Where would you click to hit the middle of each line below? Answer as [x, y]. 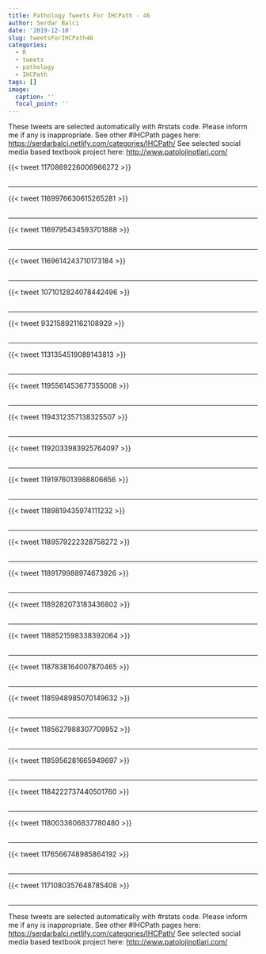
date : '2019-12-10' [40, 30]
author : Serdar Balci [44, 23]
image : [19, 89]
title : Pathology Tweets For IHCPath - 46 [79, 15]
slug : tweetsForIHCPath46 [51, 38]
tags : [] [23, 82]
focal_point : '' [42, 104]
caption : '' [35, 97]
